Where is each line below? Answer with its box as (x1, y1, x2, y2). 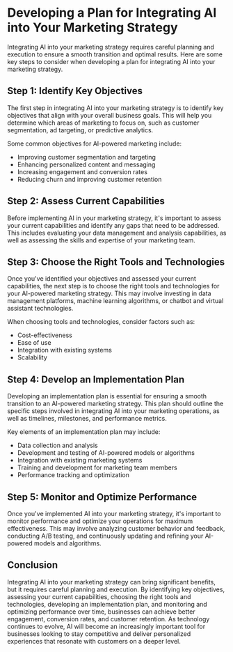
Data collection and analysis (17, 441, 99, 450)
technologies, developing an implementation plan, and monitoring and (7, 600, 207, 608)
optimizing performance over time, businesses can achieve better (7, 607, 196, 616)
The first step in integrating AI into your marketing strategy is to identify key (7, 103, 224, 112)
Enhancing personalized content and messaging (17, 160, 156, 169)
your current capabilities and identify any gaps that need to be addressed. (7, 221, 220, 229)
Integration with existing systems (17, 346, 113, 355)
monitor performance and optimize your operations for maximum (7, 517, 193, 525)
